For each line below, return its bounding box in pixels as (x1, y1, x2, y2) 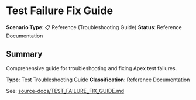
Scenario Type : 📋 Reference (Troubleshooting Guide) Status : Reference (6, 23, 183, 30)
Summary (6, 49, 43, 59)
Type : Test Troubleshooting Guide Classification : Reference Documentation (6, 76, 190, 83)
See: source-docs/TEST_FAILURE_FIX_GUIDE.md (6, 87, 125, 94)
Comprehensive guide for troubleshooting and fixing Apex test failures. (6, 64, 177, 71)
